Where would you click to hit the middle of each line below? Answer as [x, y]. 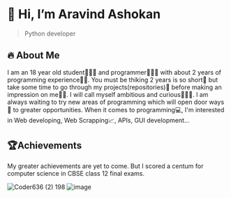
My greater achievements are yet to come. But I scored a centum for [105, 166]
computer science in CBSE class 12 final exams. [76, 173]
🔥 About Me [33, 55]
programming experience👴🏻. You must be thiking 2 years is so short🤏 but [113, 79]
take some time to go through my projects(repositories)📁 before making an [114, 87]
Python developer [50, 33]
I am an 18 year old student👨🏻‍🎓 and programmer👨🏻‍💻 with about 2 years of [114, 72]
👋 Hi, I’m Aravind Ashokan [84, 14]
